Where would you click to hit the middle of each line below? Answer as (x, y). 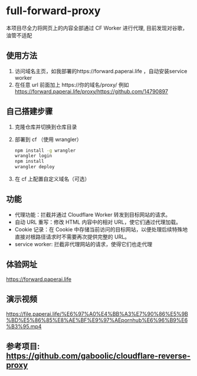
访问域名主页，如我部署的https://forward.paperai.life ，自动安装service (101, 71)
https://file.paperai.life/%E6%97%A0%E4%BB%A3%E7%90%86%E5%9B (97, 313)
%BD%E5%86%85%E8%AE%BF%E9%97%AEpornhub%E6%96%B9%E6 (97, 320)
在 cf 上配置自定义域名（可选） (52, 179)
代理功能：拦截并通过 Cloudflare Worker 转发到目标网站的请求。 (93, 214)
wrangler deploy (35, 167)
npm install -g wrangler (45, 151)
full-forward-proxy (53, 11)
